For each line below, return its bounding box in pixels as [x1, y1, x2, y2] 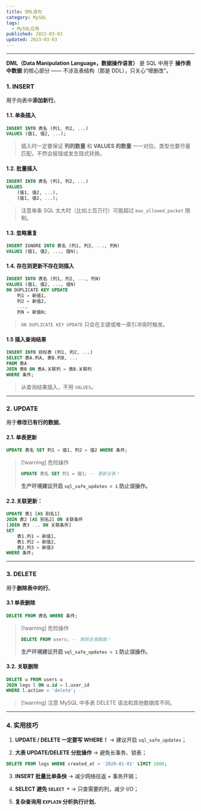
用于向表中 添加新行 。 [6, 97, 59, 104]
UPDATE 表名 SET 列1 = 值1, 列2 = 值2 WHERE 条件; [6, 447, 128, 453]
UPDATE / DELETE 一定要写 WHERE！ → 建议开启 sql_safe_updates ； [14, 736, 187, 743]
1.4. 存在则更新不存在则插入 [6, 262, 75, 269]
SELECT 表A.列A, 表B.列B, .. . [6, 355, 78, 361]
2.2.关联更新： [6, 497, 43, 504]
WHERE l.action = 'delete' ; [6, 687, 77, 693]
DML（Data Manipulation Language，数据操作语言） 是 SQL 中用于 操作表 [6, 59, 191, 67]
